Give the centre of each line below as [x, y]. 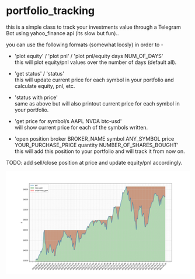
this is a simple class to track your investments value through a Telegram [93, 27]
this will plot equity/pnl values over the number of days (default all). [95, 62]
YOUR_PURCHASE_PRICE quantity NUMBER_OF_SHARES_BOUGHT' [97, 145]
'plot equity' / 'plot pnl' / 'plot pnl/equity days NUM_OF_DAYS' [89, 56]
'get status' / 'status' [39, 73]
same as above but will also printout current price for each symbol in [97, 103]
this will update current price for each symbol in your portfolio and [94, 80]
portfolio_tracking [51, 11]
